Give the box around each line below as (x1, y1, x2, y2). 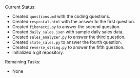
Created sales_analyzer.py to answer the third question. (12, 34, 126, 40)
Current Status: (5, 4, 36, 10)
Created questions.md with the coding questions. (12, 14, 111, 19)
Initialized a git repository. (12, 49, 64, 55)
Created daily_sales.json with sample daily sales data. (12, 29, 124, 34)
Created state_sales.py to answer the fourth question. (12, 39, 122, 45)
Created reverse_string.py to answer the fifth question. (12, 45, 124, 50)
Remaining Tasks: (5, 59, 40, 64)
